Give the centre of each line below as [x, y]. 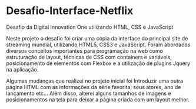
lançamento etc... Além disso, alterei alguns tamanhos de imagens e [89, 93]
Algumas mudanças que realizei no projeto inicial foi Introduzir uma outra [95, 81]
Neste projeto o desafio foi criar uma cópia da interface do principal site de [97, 38]
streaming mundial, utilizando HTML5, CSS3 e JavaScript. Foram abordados [98, 45]
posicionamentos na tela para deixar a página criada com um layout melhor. [98, 99]
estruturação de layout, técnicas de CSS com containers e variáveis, [89, 57]
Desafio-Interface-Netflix [70, 11]
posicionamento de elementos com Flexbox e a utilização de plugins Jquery [98, 63]
